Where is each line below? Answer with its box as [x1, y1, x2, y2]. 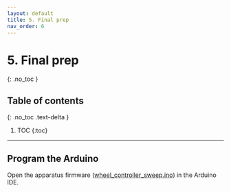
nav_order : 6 [7, 23, 45, 29]
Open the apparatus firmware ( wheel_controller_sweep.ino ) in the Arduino [7, 171, 217, 179]
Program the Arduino [7, 152, 99, 165]
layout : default [7, 10, 54, 17]
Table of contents [7, 95, 84, 106]
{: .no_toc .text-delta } [7, 113, 69, 121]
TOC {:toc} [16, 126, 48, 134]
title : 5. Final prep [7, 16, 69, 23]
